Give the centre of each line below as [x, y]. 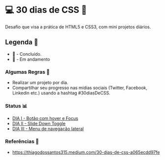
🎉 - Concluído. [27, 54]
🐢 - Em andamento [31, 59]
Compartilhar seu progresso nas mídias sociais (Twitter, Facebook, [80, 88]
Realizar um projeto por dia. [40, 83]
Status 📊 [16, 106]
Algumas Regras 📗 [27, 72]
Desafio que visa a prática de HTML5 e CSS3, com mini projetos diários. [78, 27]
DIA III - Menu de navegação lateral [48, 129]
